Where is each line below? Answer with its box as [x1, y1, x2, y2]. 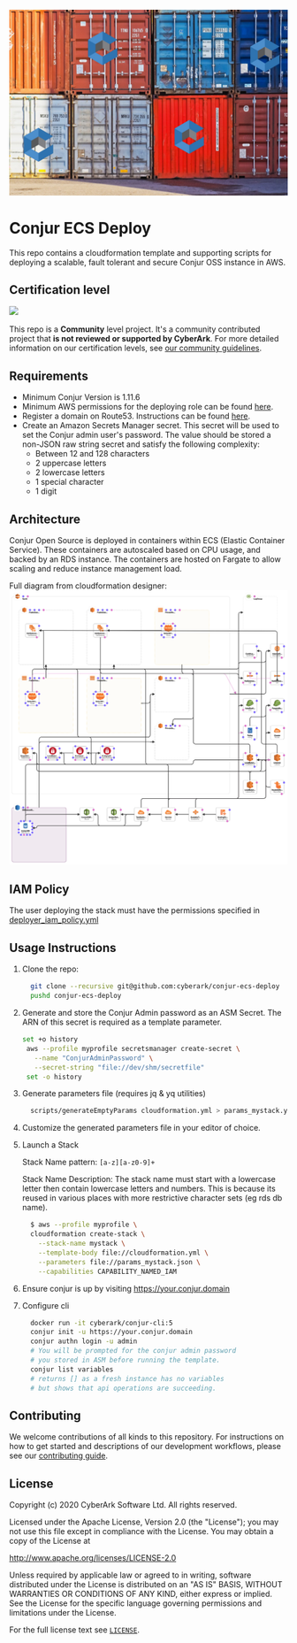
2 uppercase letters [34, 457, 107, 469]
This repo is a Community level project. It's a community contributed [9, 324, 261, 334]
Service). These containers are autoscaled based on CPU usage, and [9, 545, 261, 556]
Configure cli [21, 1300, 70, 1310]
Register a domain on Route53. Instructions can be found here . [21, 411, 251, 421]
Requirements [9, 368, 88, 383]
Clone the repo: [21, 964, 80, 974]
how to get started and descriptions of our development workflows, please [9, 1441, 281, 1452]
